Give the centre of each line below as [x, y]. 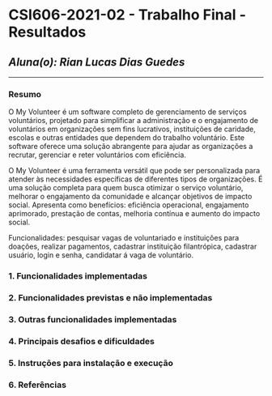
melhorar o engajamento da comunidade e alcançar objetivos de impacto [130, 197]
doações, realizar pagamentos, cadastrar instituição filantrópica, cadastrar [133, 247]
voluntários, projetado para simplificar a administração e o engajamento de [134, 121]
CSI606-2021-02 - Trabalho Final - [127, 15]
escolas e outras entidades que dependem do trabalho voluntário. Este [127, 138]
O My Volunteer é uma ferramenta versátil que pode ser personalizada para [134, 171]
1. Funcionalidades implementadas [78, 276]
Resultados [47, 32]
